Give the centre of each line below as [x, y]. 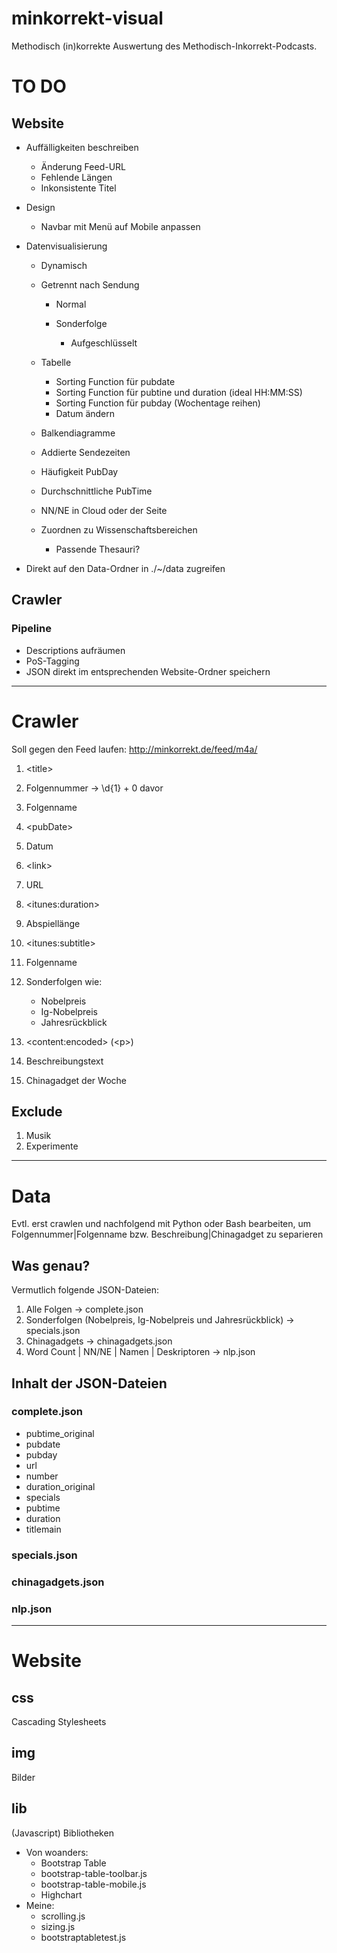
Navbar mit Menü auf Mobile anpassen [120, 226]
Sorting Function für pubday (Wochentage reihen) [158, 403]
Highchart [61, 1894]
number [42, 1476]
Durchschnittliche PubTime [96, 491]
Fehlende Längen [76, 177]
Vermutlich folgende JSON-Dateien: [85, 1290]
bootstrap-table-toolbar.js [94, 1873]
